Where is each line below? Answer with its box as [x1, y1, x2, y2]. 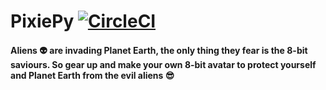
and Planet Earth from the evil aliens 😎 [10, 69, 175, 81]
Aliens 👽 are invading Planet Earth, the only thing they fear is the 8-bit [10, 44, 308, 56]
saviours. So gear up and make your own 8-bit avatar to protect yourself [10, 58, 317, 70]
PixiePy [10, 10, 75, 33]
